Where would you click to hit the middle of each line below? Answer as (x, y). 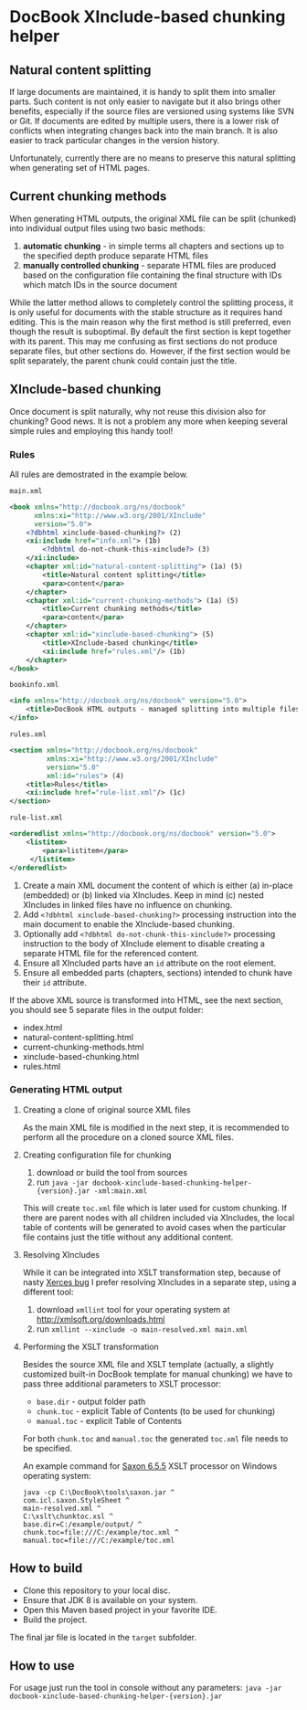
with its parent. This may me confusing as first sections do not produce (143, 341)
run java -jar (62, 1182)
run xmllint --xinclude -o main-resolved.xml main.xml (142, 1329)
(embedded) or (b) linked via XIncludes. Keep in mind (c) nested (143, 895)
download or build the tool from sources (112, 1172)
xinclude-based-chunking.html (81, 1056)
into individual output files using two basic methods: (107, 228)
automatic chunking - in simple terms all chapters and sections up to (153, 246)
